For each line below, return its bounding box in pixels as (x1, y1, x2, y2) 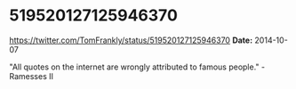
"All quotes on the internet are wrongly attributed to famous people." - (9, 61, 265, 72)
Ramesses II (9, 70, 54, 81)
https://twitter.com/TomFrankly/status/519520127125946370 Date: (9, 35, 253, 45)
